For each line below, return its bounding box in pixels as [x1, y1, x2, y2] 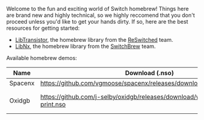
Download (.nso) [124, 69, 174, 77]
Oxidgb [9, 96, 30, 105]
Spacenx [9, 79, 35, 87]
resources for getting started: [6, 24, 80, 32]
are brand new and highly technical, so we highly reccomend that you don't [6, 12, 195, 19]
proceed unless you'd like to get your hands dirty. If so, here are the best [6, 18, 188, 25]
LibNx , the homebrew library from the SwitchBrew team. [15, 42, 156, 50]
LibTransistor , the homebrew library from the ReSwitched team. [15, 36, 174, 43]
